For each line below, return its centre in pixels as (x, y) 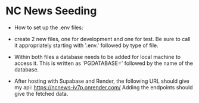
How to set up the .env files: (49, 27)
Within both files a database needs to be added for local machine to (97, 57)
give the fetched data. (41, 93)
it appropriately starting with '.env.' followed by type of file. (86, 45)
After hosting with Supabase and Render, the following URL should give (102, 81)
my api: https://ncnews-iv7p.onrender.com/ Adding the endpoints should (103, 87)
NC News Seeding (51, 11)
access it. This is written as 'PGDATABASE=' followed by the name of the (103, 63)
